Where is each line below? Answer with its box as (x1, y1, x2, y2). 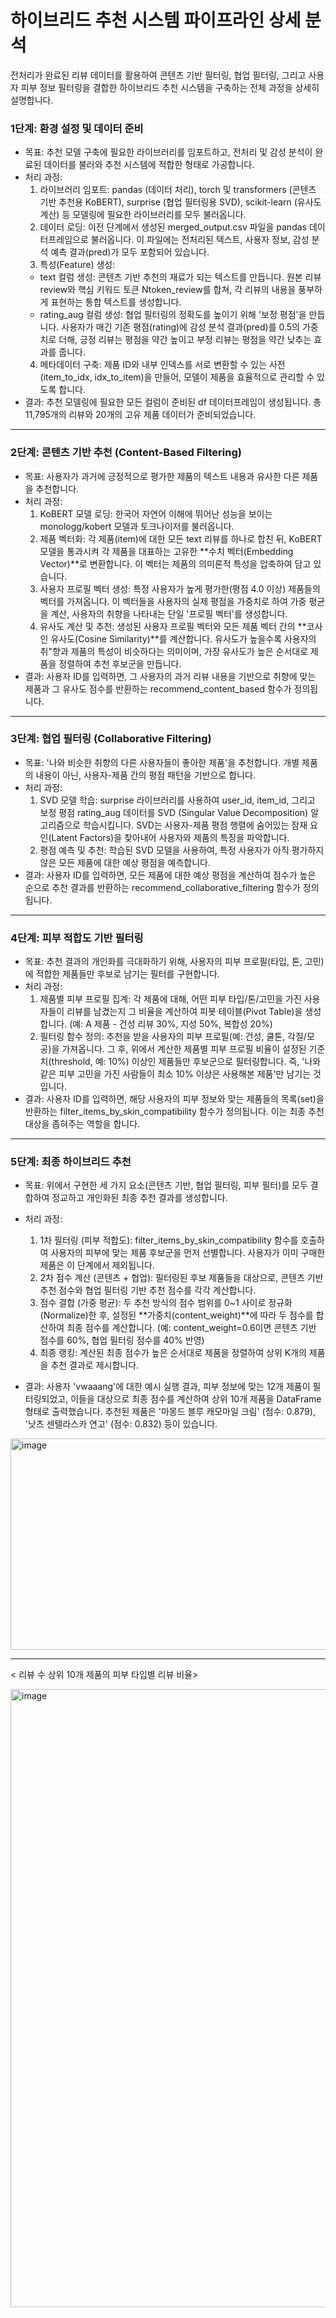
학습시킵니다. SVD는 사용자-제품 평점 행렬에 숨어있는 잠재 (82, 819, 308, 831)
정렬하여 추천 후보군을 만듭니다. (58, 657, 182, 670)
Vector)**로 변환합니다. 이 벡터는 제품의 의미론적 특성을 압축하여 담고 (39, 557, 312, 570)
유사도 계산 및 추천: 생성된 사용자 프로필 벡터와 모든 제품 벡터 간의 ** (39, 620, 307, 632)
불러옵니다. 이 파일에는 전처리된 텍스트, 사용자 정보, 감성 (90, 234, 310, 246)
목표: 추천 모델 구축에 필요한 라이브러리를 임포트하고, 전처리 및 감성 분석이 (24, 146, 313, 158)
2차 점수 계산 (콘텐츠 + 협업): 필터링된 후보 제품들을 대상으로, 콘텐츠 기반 (39, 1272, 324, 1284)
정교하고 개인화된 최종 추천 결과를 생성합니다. (51, 1192, 228, 1204)
